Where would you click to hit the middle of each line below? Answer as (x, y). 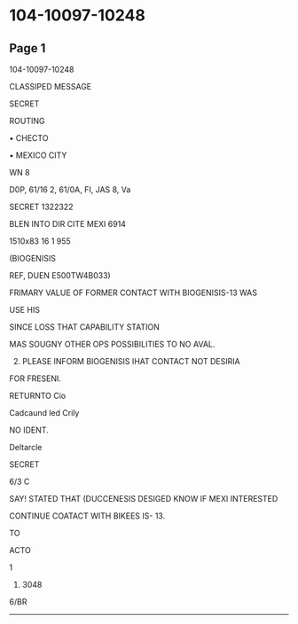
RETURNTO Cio (38, 396)
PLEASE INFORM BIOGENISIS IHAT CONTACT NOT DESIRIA (131, 361)
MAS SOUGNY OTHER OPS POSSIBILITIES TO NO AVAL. (112, 344)
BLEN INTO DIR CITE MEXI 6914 (68, 224)
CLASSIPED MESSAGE (50, 86)
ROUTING (27, 121)
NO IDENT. (29, 430)
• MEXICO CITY (38, 155)
